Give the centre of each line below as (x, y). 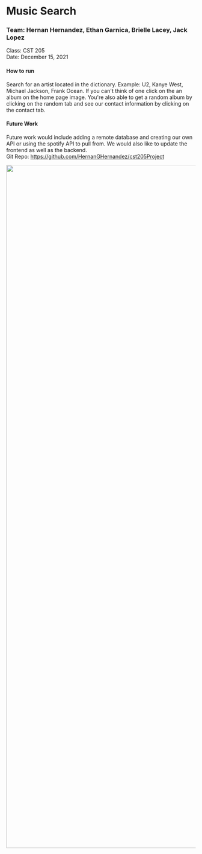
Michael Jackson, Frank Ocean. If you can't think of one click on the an (94, 91)
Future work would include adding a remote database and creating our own (99, 137)
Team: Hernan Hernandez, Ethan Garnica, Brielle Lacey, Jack (97, 30)
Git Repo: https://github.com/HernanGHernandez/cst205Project (85, 156)
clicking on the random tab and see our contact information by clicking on (98, 103)
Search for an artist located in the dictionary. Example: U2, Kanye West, (95, 84)
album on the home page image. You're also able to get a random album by (99, 97)
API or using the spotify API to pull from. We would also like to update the (97, 144)
